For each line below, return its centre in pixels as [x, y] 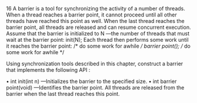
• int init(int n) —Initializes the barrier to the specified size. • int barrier [91, 81]
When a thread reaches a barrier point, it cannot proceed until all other [92, 15]
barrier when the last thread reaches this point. [63, 94]
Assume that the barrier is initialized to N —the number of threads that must [98, 34]
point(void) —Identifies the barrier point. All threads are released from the [95, 87]
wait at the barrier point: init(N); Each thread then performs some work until [98, 40]
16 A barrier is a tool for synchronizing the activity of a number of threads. [96, 9]
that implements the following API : [48, 70]
